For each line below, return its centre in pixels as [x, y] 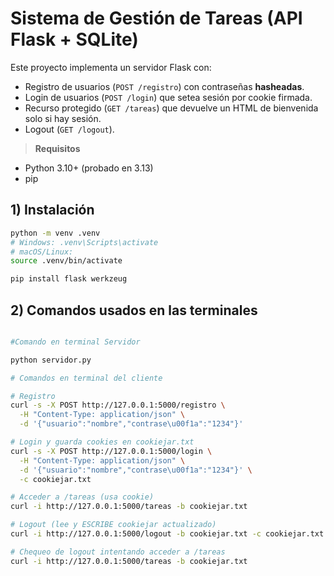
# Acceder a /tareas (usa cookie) [82, 497]
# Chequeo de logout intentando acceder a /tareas [118, 552]
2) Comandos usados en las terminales [134, 310]
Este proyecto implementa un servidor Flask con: [111, 67]
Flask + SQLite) [74, 39]
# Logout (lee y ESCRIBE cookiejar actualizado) [113, 525]
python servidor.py [51, 360]
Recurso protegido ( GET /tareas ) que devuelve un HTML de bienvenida [171, 108]
